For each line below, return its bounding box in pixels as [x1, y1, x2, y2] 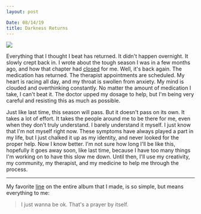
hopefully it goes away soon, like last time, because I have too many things [6, 147, 191, 154]
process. [6, 166, 28, 173]
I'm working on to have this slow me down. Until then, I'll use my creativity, [6, 153, 190, 160]
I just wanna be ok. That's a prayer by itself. [20, 201, 129, 208]
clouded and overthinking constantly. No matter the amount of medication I [6, 84, 191, 91]
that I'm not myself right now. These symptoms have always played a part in [6, 128, 194, 135]
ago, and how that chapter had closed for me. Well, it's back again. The [6, 65, 182, 72]
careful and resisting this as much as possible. [6, 97, 121, 105]
